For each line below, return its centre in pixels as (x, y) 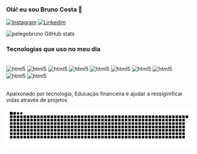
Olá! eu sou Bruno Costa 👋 (44, 9)
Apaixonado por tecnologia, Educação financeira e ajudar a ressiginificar (94, 94)
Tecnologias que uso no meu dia (53, 49)
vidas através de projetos (37, 100)
